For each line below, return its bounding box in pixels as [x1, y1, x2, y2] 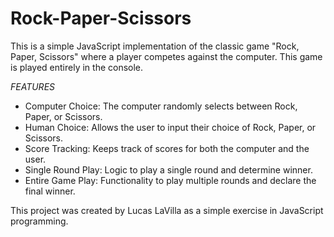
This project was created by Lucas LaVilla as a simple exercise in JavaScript [10, 204, 324, 216]
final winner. [24, 185, 76, 197]
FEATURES [10, 80, 56, 92]
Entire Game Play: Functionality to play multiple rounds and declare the [24, 174, 317, 186]
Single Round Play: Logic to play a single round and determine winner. [24, 163, 313, 176]
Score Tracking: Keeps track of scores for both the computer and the [24, 142, 310, 154]
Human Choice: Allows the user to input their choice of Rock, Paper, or [24, 121, 317, 133]
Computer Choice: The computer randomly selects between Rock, [24, 100, 298, 112]
